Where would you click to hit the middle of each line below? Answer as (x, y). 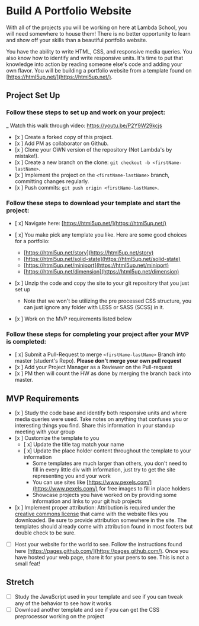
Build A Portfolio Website (69, 11)
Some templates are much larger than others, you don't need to (110, 463)
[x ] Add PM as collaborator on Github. (62, 143)
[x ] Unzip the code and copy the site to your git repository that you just (102, 283)
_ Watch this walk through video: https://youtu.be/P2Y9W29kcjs (84, 125)
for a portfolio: (32, 241)
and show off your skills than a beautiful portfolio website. (77, 40)
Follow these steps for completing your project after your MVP (98, 334)
